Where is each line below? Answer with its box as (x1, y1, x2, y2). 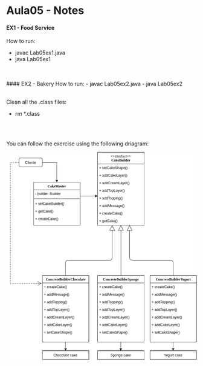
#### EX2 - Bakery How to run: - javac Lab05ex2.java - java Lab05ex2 (6, 80, 183, 88)
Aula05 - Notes (6, 4, 85, 18)
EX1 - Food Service (6, 24, 55, 31)
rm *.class (14, 110, 40, 118)
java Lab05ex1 (14, 56, 51, 63)
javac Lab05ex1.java (14, 49, 65, 56)
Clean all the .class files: (6, 98, 67, 106)
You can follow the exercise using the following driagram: (6, 140, 149, 147)
